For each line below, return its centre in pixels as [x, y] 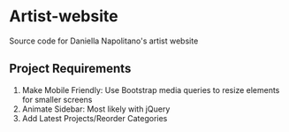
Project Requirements [70, 69]
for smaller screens [57, 99]
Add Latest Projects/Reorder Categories [95, 118]
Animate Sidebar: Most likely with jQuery [96, 109]
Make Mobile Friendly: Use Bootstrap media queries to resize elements [151, 89]
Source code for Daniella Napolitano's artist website [104, 41]
